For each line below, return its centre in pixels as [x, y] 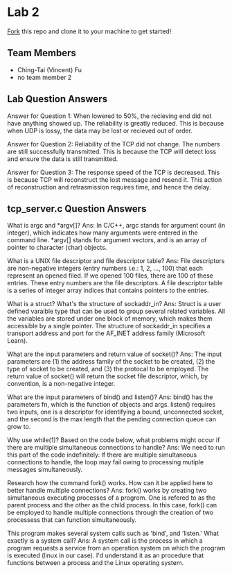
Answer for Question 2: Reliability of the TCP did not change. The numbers [114, 144]
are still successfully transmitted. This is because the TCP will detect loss [112, 151]
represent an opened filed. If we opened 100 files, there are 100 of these [110, 276]
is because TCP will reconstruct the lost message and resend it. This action [115, 179]
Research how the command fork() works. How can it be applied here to [110, 483]
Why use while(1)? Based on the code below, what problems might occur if [114, 440]
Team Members [42, 53]
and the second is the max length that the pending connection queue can [112, 419]
